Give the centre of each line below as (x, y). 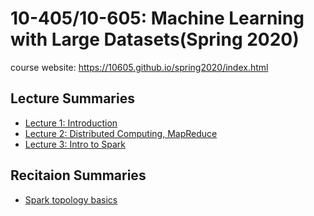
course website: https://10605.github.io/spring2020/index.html (139, 67)
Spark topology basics (71, 199)
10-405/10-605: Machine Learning (157, 18)
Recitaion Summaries (78, 175)
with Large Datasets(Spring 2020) (155, 39)
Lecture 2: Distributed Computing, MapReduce (121, 133)
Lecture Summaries (72, 98)
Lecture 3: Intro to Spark (75, 144)
